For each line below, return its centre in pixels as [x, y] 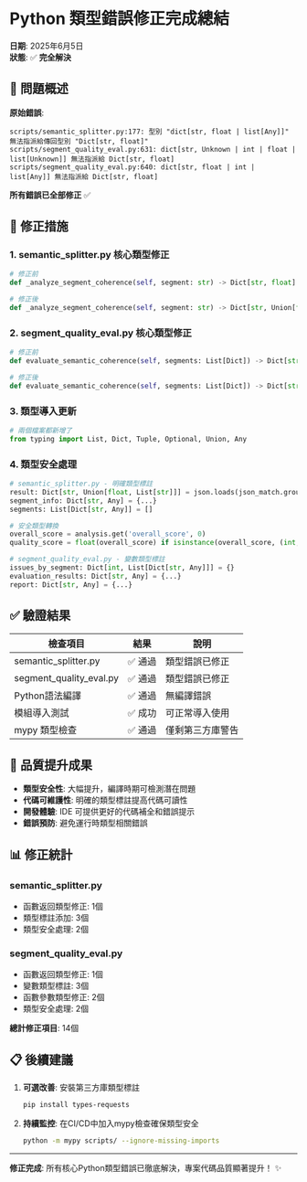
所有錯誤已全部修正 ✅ [50, 195]
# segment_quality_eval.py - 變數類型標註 [87, 559]
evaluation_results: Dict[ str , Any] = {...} [95, 576]
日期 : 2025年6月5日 [47, 46]
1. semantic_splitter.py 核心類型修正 [90, 255]
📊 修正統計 [41, 854]
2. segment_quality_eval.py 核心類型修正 [101, 333]
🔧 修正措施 [39, 226]
